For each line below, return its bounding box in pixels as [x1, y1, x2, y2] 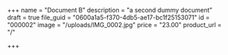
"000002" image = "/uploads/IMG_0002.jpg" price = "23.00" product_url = [7, 21, 222, 29]
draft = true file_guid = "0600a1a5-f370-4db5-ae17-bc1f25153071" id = [7, 13, 210, 22]
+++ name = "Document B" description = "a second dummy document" [7, 6, 213, 14]
